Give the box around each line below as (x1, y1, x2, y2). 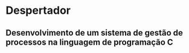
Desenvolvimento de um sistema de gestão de (5, 28, 184, 38)
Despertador (5, 4, 71, 17)
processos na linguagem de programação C (5, 37, 173, 47)
